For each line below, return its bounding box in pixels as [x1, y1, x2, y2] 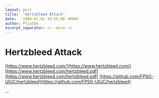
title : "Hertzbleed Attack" [5, 12, 65, 17]
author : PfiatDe [5, 21, 39, 26]
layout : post [5, 7, 32, 12]
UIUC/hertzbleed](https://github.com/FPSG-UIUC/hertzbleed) [5, 79, 131, 85]
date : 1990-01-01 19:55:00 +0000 [5, 16, 79, 21]
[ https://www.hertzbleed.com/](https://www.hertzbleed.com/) [5, 63, 131, 69]
